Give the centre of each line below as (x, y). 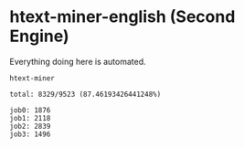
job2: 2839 (30, 126)
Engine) (40, 36)
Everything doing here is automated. (78, 61)
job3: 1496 (30, 134)
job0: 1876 (30, 110)
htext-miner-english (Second (122, 17)
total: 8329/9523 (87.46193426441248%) (85, 94)
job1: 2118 (30, 118)
